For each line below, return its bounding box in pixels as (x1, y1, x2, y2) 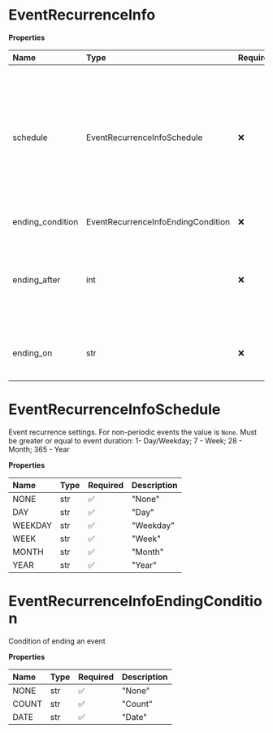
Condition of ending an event (8, 636, 106, 646)
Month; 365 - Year (8, 444, 71, 454)
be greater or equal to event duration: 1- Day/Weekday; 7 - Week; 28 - (8, 435, 242, 445)
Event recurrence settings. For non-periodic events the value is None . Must (8, 427, 258, 437)
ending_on (12, 347, 53, 359)
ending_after (12, 274, 61, 286)
